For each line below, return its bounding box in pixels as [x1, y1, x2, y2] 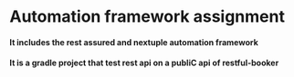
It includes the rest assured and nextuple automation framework [9, 36, 258, 47]
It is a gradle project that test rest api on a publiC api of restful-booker [9, 57, 279, 69]
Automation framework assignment [9, 6, 286, 27]
